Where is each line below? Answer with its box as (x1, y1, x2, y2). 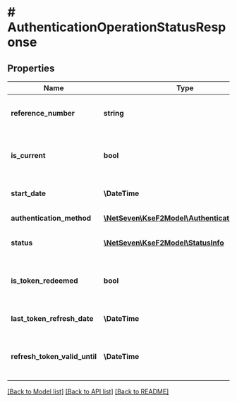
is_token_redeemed (11, 276, 79, 286)
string (103, 109, 125, 118)
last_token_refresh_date (11, 314, 94, 323)
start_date (11, 188, 47, 198)
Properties (7, 62, 55, 74)
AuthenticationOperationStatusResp (7, 19, 226, 35)
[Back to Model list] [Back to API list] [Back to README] (7, 387, 169, 396)
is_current (11, 151, 46, 160)
